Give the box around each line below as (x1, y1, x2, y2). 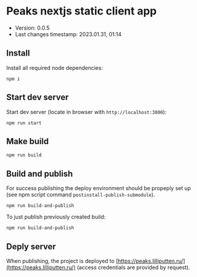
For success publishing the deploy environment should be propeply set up (6, 185, 192, 192)
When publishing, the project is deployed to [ (6, 258, 118, 264)
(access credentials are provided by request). (76, 264, 190, 271)
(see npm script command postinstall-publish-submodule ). (6, 191, 155, 199)
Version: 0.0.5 (15, 24, 50, 31)
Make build (6, 136, 49, 146)
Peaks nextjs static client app (6, 4, 157, 18)
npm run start (6, 119, 42, 126)
